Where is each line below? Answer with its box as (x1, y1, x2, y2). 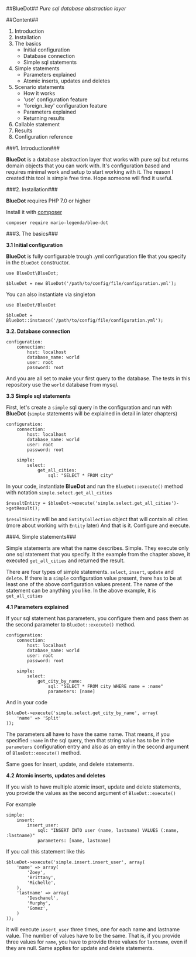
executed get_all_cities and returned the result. (6, 557, 125, 564)
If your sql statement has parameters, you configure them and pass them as (6, 615, 189, 622)
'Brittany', (27, 875, 57, 880)
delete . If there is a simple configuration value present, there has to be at (6, 574, 183, 581)
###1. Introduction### (6, 144, 60, 152)
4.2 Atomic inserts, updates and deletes (6, 772, 106, 779)
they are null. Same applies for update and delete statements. (6, 945, 154, 951)
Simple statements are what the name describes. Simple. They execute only (6, 545, 189, 552)
